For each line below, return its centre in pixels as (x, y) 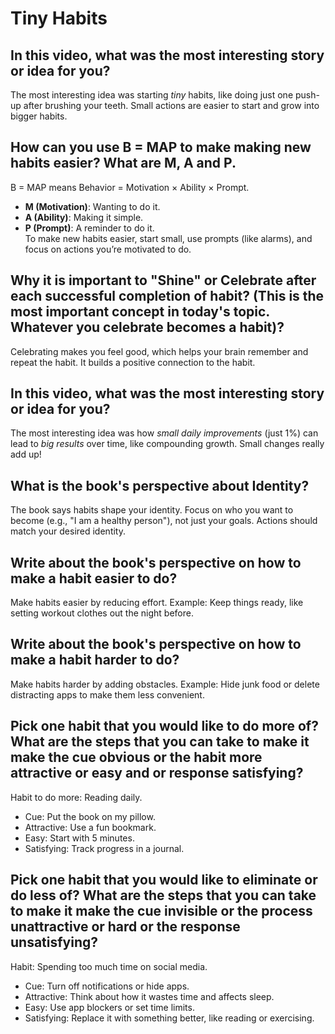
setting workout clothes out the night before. (102, 613)
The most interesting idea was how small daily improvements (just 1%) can (164, 433)
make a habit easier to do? (94, 578)
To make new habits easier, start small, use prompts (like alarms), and (168, 238)
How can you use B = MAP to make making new (161, 147)
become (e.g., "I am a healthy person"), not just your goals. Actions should (164, 521)
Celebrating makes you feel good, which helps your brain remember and (159, 351)
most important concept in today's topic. (140, 312)
